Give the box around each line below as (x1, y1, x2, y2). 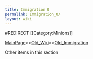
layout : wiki (5, 16, 32, 21)
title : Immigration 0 (5, 7, 50, 12)
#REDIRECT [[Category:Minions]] (5, 30, 73, 36)
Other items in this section (5, 49, 58, 55)
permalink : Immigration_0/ (5, 12, 61, 17)
